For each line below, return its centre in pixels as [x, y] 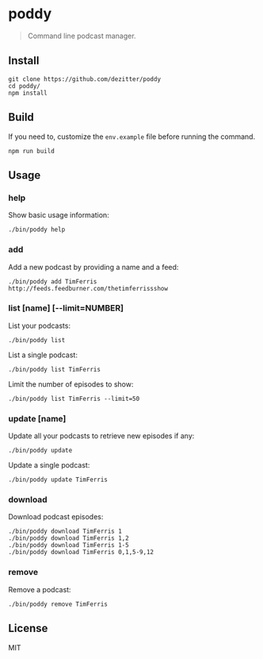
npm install [28, 93]
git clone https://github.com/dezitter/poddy [84, 79]
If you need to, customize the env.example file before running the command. [132, 137]
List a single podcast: [43, 355]
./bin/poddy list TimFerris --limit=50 [74, 399]
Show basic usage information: [59, 215]
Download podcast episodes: [56, 517]
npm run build [32, 151]
